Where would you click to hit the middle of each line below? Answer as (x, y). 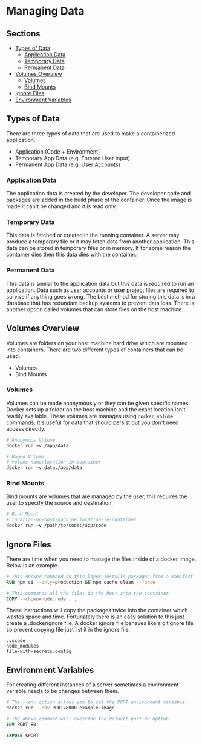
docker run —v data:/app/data (44, 468)
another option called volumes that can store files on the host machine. (95, 309)
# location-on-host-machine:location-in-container (71, 520)
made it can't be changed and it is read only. (62, 206)
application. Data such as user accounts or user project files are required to (100, 290)
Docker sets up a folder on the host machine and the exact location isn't (96, 409)
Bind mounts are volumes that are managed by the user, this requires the (97, 496)
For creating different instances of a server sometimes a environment (93, 685)
